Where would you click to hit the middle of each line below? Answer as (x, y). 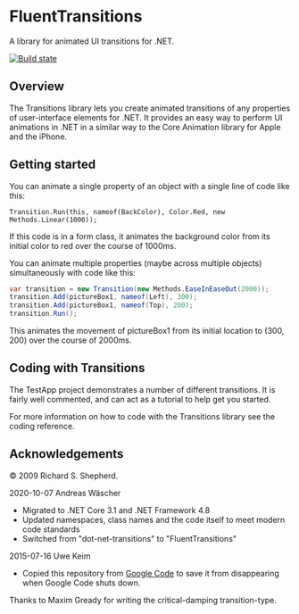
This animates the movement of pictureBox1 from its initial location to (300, (147, 331)
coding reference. (42, 426)
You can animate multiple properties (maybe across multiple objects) (136, 263)
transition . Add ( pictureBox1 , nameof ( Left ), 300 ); (104, 297)
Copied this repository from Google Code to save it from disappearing (150, 573)
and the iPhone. (38, 137)
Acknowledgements (66, 454)
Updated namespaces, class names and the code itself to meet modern (154, 519)
